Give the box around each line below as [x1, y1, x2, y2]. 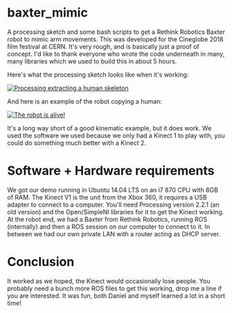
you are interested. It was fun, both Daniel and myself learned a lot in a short [7, 292, 226, 300]
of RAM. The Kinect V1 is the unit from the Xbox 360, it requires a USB [7, 193, 208, 201]
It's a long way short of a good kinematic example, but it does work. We [7, 124, 212, 132]
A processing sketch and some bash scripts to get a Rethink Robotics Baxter [7, 28, 226, 36]
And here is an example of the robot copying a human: [7, 97, 163, 105]
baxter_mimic [7, 5, 88, 21]
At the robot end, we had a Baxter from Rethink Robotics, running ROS [7, 215, 208, 223]
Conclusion [7, 254, 75, 270]
